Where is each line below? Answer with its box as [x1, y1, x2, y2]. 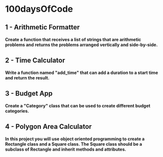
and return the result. [5, 75, 50, 81]
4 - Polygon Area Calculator [5, 122, 92, 131]
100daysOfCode [5, 3, 73, 15]
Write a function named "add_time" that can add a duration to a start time [5, 70, 158, 76]
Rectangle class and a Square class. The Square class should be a [5, 141, 142, 147]
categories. [5, 108, 29, 114]
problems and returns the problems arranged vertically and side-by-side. [5, 42, 158, 48]
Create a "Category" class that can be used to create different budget [5, 103, 151, 109]
